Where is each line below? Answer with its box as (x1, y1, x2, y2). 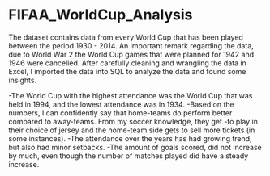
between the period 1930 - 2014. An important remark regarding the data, (8, 40, 254, 50)
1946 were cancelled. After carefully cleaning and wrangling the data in (8, 58, 247, 68)
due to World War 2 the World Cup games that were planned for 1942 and (8, 49, 255, 59)
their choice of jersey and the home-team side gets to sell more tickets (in (8, 125, 255, 135)
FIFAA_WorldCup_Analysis (8, 6, 193, 24)
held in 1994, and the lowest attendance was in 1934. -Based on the (8, 99, 235, 109)
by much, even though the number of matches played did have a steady (8, 151, 249, 161)
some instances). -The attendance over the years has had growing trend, (8, 133, 253, 143)
